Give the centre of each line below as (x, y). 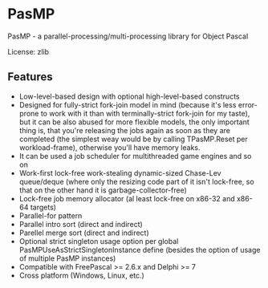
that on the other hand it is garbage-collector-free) (103, 190)
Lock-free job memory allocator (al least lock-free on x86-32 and (127, 198)
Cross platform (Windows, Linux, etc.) (82, 275)
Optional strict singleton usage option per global (99, 241)
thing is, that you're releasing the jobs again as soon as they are (124, 130)
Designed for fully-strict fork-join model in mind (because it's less (128, 104)
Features (30, 77)
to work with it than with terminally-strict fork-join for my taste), (145, 113)
